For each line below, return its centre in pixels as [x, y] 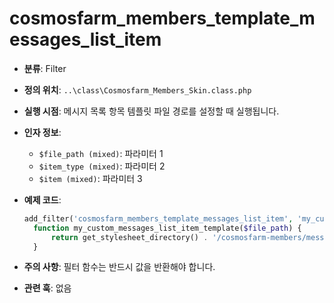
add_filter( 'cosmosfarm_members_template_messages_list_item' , [158, 218]
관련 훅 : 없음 [47, 288]
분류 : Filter [45, 68]
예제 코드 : [42, 199]
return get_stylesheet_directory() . [129, 237]
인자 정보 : [42, 132]
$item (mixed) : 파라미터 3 [90, 178]
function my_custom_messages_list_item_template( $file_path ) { [167, 228]
